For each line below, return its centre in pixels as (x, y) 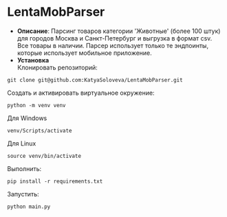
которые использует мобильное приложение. (85, 53)
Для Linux (22, 143)
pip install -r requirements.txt (55, 181)
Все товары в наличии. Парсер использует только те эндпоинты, (112, 45)
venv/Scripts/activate (40, 130)
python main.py (29, 207)
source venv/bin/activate (44, 156)
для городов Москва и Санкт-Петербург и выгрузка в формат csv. (115, 38)
